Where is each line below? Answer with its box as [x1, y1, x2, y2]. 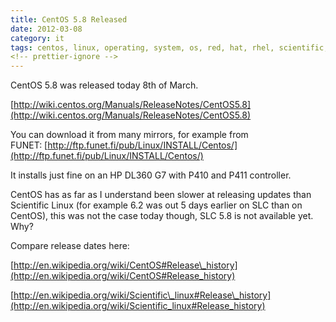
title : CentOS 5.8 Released [10, 14, 128, 25]
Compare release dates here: [10, 240, 130, 252]
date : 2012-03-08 [10, 24, 83, 34]
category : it [10, 33, 65, 43]
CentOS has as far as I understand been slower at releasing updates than [10, 189, 312, 201]
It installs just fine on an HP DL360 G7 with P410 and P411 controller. [10, 169, 292, 181]
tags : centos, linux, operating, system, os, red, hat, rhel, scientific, [10, 42, 329, 53]
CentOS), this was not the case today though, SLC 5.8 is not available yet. [10, 210, 314, 222]
